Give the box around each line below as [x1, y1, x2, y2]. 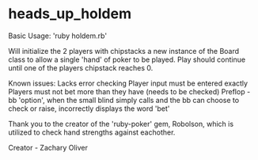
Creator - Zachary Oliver [8, 143, 89, 152]
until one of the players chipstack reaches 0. [8, 63, 154, 72]
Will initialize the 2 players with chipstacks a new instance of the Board [8, 46, 240, 55]
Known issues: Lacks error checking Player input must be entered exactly [8, 78, 248, 88]
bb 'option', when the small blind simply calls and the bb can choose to [8, 95, 240, 105]
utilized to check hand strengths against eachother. [8, 128, 176, 137]
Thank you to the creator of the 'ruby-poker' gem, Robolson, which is [8, 119, 234, 128]
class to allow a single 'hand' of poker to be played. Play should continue [8, 55, 246, 64]
